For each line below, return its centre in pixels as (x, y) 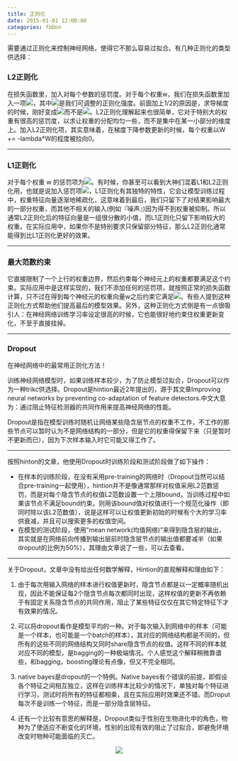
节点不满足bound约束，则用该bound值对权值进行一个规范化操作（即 (129, 503)
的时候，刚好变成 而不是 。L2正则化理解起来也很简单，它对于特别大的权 (118, 111)
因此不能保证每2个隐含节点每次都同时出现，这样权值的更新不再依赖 (128, 593)
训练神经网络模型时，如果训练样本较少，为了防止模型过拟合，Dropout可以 (115, 380)
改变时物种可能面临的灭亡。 (58, 736)
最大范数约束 (29, 262)
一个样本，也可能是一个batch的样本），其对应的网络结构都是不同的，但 (127, 635)
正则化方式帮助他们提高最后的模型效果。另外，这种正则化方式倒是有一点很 (116, 305)
